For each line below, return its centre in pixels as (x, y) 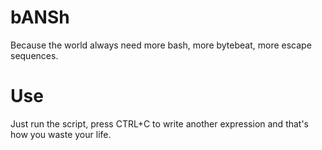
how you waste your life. (61, 134)
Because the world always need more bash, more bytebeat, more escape (161, 45)
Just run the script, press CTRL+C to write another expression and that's (160, 123)
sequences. (34, 55)
